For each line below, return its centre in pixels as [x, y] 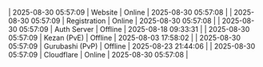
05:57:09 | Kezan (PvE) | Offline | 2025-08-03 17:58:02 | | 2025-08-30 [125, 37]
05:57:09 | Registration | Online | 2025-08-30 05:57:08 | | [126, 21]
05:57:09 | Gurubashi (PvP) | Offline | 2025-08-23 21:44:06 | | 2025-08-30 [132, 46]
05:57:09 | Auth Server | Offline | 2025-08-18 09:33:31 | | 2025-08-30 [134, 29]
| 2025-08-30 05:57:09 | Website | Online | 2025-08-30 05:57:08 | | [120, 12]
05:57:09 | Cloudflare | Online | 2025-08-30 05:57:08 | [98, 55]
